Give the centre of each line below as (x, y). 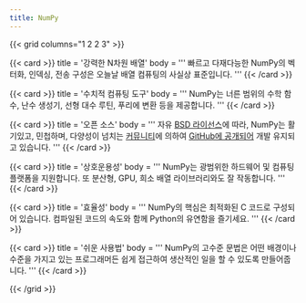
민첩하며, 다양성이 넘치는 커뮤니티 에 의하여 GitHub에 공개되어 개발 (153, 136)
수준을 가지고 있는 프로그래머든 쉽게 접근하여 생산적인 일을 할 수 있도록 (134, 259)
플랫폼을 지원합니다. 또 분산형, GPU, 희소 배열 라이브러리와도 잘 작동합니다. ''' (147, 178)
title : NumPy (34, 18)
